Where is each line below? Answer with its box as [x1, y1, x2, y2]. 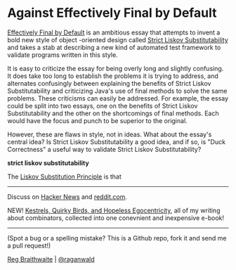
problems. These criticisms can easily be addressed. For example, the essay [7, 94, 229, 103]
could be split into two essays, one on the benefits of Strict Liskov [7, 101, 198, 110]
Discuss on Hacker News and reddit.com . [7, 192, 128, 201]
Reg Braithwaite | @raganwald [7, 255, 95, 263]
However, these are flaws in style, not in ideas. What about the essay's [7, 130, 212, 139]
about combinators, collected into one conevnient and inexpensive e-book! [7, 213, 225, 222]
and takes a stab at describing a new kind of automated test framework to [7, 43, 221, 51]
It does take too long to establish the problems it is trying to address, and [7, 72, 219, 80]
